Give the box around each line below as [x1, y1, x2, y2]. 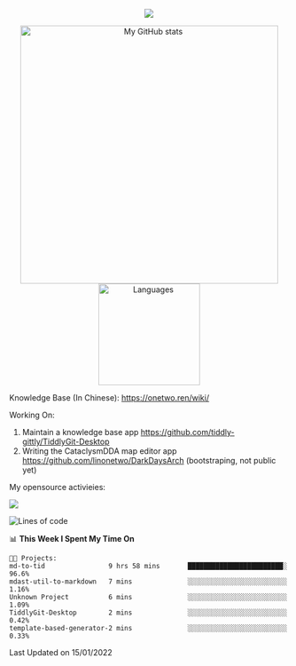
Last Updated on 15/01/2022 [9, 647, 113, 657]
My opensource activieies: [9, 482, 106, 492]
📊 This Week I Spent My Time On [9, 534, 135, 543]
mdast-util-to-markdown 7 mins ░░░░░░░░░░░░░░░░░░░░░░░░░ [9, 577, 288, 586]
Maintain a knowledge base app [21, 427, 139, 437]
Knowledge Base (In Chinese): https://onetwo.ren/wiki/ [9, 392, 210, 403]
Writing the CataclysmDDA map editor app [21, 446, 177, 456]
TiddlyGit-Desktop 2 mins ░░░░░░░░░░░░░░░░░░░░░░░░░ [9, 608, 288, 617]
